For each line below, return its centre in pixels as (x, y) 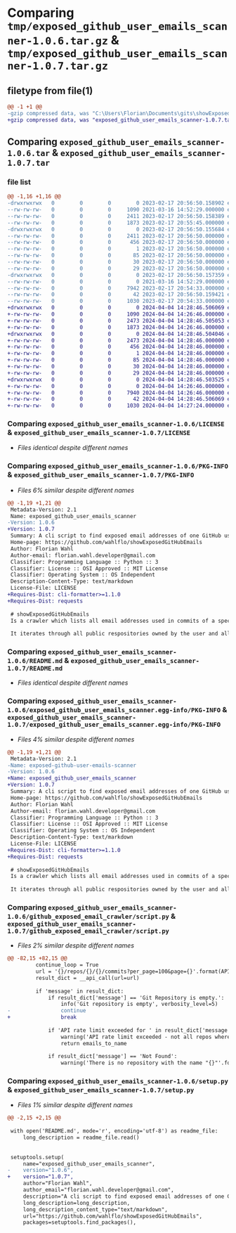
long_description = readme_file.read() (81, 1138)
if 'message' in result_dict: (80, 991)
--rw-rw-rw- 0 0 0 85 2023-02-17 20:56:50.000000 (116, 256)
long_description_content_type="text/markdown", (96, 1209)
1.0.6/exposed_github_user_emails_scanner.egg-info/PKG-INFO (114, 710)
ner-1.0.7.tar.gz (58, 66)
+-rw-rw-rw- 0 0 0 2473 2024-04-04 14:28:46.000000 (116, 340)
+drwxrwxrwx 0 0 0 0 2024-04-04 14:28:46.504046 (116, 334)
